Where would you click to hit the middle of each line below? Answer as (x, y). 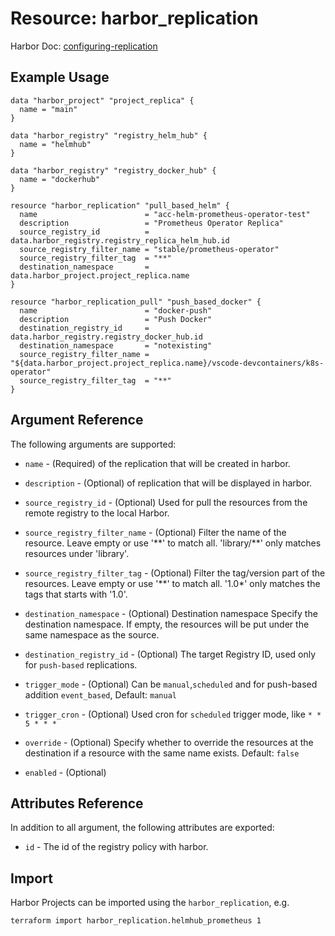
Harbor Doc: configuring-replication (84, 46)
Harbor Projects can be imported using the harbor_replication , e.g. (150, 903)
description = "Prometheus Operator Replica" (151, 223)
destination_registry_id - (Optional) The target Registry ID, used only (170, 654)
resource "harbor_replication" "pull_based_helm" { (120, 205)
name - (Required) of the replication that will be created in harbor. (157, 463)
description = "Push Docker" (116, 319)
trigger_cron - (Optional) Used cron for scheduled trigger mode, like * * (173, 714)
